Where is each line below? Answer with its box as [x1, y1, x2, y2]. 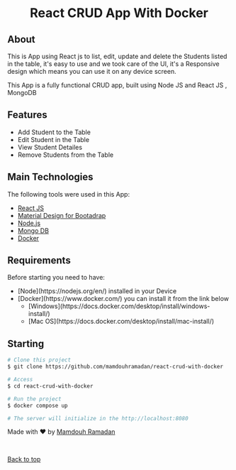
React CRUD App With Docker [29, 5, 209, 21]
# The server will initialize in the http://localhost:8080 [7, 415, 189, 422]
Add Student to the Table [17, 128, 91, 136]
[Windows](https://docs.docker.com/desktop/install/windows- [28, 302, 210, 310]
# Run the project [7, 395, 62, 403]
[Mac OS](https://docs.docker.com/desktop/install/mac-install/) [28, 317, 215, 326]
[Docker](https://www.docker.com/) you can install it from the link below [17, 295, 229, 303]
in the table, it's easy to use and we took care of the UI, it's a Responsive [7, 60, 220, 68]
